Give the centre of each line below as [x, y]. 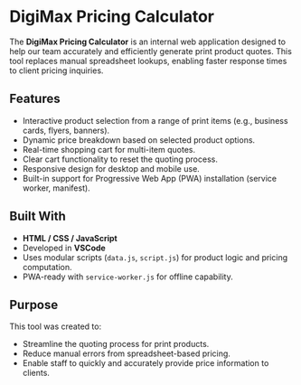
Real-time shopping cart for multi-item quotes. [109, 149]
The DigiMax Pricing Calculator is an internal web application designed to [148, 42]
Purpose [34, 305]
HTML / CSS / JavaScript [70, 238]
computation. [47, 267]
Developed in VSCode [64, 248]
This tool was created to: [56, 326]
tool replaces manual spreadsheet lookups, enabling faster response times [148, 61]
